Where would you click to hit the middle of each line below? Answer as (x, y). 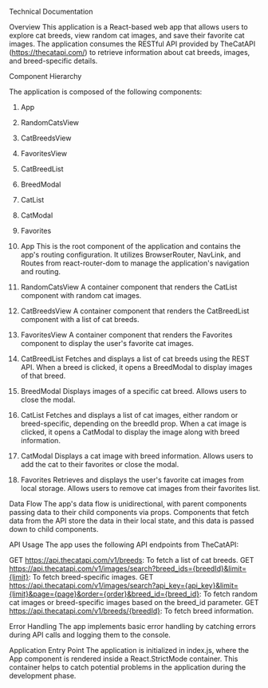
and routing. (41, 271)
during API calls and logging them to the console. (90, 635)
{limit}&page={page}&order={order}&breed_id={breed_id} (104, 594)
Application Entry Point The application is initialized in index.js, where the (129, 650)
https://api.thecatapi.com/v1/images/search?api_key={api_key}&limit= (124, 586)
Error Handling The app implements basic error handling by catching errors (132, 626)
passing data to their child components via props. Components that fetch (129, 512)
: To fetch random (228, 594)
